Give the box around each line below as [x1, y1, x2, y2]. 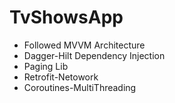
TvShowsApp [9, 6, 124, 29]
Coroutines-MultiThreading [23, 81, 137, 93]
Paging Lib [23, 60, 69, 72]
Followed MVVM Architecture [23, 39, 146, 51]
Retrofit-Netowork [23, 71, 99, 83]
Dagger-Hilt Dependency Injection [23, 49, 166, 61]
